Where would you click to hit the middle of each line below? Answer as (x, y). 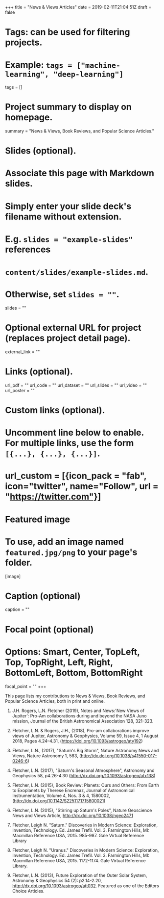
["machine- (99, 66)
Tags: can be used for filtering (68, 32)
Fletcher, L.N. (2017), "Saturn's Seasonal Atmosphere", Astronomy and (83, 770)
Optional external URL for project (73, 328)
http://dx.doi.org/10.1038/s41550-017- (119, 756)
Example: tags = (39, 65)
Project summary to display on (69, 107)
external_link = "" (23, 352)
